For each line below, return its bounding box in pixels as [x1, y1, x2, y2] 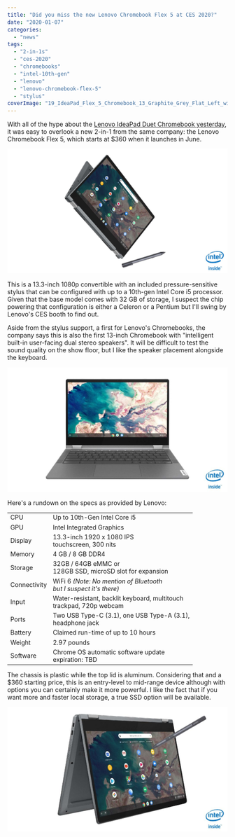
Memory [10, 550, 35, 558]
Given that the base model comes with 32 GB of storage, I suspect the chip [7, 295, 224, 303]
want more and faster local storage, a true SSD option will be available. [7, 693, 211, 702]
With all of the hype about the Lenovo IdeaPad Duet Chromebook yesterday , [7, 120, 227, 129]
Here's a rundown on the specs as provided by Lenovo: [7, 498, 167, 507]
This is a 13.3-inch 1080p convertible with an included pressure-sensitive [7, 280, 218, 289]
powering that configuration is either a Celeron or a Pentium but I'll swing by [7, 302, 227, 311]
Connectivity [10, 581, 48, 589]
